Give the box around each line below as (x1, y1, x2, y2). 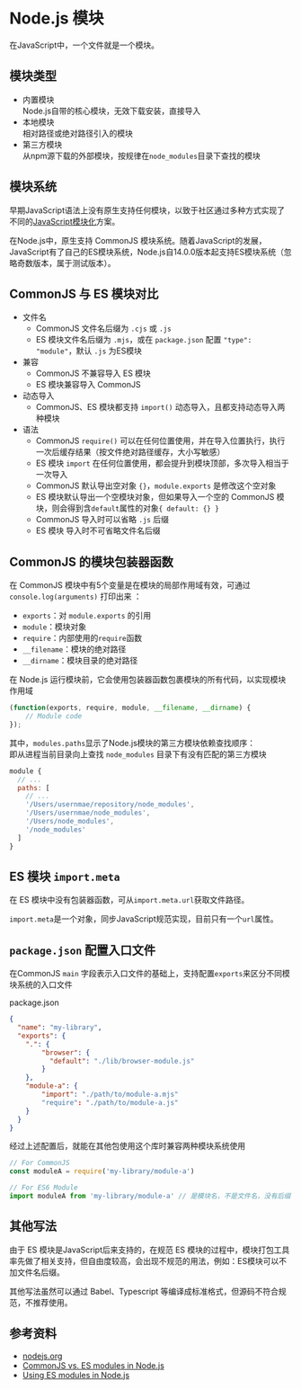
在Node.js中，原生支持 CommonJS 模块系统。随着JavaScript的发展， (9, 235, 267, 245)
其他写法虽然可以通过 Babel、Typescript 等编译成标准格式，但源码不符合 (9, 1286, 279, 1296)
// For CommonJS (9, 1159, 70, 1168)
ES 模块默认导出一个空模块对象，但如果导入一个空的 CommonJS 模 (35, 492, 285, 503)
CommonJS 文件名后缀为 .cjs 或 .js (35, 323, 173, 334)
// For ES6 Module (9, 1183, 78, 1192)
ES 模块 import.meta (9, 868, 120, 884)
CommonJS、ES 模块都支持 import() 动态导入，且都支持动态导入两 (35, 402, 286, 413)
